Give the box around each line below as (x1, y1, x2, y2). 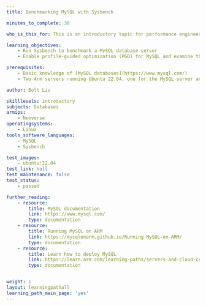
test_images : (6, 154, 40, 161)
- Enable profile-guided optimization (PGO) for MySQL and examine (17, 53, 193, 60)
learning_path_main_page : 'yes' (6, 290, 89, 296)
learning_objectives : (6, 42, 62, 48)
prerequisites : (6, 65, 45, 71)
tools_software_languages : (6, 132, 75, 138)
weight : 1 (6, 279, 32, 285)
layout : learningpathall (6, 285, 70, 291)
